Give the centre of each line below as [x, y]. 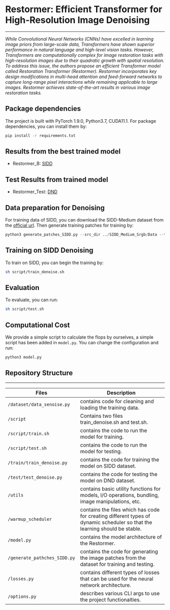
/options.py [22, 596]
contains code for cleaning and [117, 401]
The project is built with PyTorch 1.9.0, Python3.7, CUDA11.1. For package [81, 121]
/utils [16, 495]
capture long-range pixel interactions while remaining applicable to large [81, 82]
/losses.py [21, 579]
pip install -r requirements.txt [40, 135]
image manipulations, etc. [111, 501]
